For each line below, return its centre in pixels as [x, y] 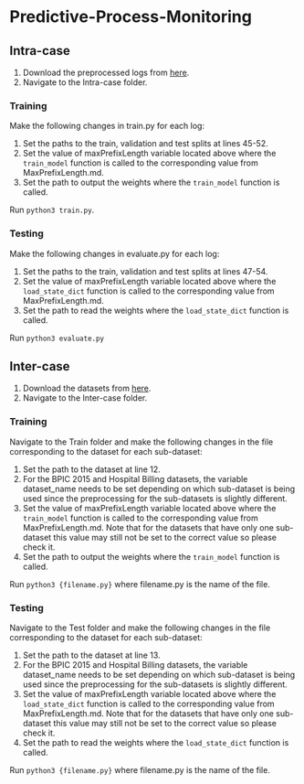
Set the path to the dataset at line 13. [92, 655]
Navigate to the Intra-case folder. [85, 82]
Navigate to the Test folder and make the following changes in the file [140, 628]
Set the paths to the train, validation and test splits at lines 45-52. [145, 144]
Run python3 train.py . [52, 210]
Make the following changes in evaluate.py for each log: [115, 253]
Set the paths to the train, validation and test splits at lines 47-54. [145, 271]
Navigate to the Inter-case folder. [85, 398]
